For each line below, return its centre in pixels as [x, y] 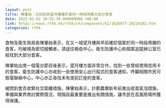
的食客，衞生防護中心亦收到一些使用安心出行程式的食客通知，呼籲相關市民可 [83, 72]
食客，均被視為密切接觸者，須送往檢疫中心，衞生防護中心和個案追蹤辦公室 [81, 49]
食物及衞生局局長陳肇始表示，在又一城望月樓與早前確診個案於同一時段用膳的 [83, 43]
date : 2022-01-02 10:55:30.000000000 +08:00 [52, 19]
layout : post [19, 10]
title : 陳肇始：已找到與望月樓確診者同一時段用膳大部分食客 [59, 14]
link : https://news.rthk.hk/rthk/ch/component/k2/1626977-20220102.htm [80, 23]
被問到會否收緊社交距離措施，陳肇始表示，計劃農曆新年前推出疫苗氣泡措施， [83, 88]
